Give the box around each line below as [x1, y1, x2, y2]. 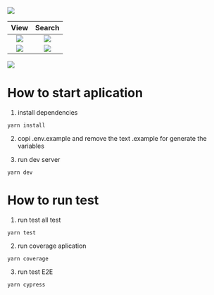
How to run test [7, 192, 99, 208]
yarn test [7, 229, 37, 236]
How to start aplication [7, 85, 143, 101]
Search [34, 23, 60, 32]
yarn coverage [7, 255, 49, 262]
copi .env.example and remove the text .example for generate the [17, 134, 207, 142]
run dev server [17, 155, 61, 163]
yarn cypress [7, 281, 46, 288]
